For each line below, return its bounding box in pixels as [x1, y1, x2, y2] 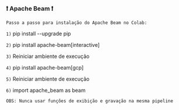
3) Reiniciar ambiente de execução [6, 53, 90, 60]
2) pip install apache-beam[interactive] [6, 42, 100, 49]
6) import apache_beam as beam [6, 87, 86, 94]
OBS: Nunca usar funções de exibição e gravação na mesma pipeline [6, 98, 174, 104]
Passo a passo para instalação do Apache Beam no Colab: [6, 20, 148, 26]
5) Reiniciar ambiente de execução [6, 75, 90, 82]
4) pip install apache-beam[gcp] [6, 64, 84, 71]
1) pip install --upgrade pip [6, 30, 71, 37]
